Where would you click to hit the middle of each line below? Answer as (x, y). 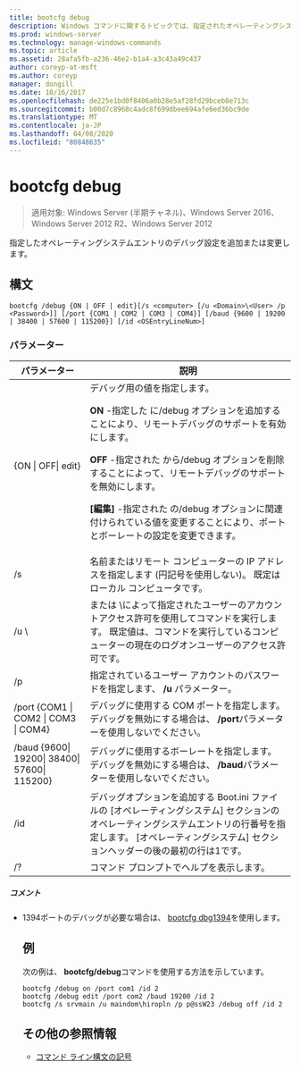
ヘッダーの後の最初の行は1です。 (177, 850)
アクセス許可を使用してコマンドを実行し (183, 618)
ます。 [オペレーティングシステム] (179, 837)
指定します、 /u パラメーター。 (172, 688)
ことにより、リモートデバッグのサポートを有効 (188, 424)
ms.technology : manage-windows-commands (86, 42)
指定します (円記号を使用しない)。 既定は (194, 575)
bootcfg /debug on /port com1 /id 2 (90, 989)
